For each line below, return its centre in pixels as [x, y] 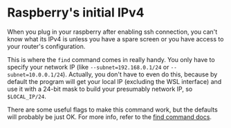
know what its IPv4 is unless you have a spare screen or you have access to [115, 39]
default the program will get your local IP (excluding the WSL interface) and [114, 81]
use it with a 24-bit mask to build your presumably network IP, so [100, 89]
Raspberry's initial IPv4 [76, 13]
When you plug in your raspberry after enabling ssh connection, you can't [112, 32]
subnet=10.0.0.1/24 [35, 75]
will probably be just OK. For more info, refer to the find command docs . [110, 117]
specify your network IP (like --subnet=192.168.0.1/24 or [88, 67]
